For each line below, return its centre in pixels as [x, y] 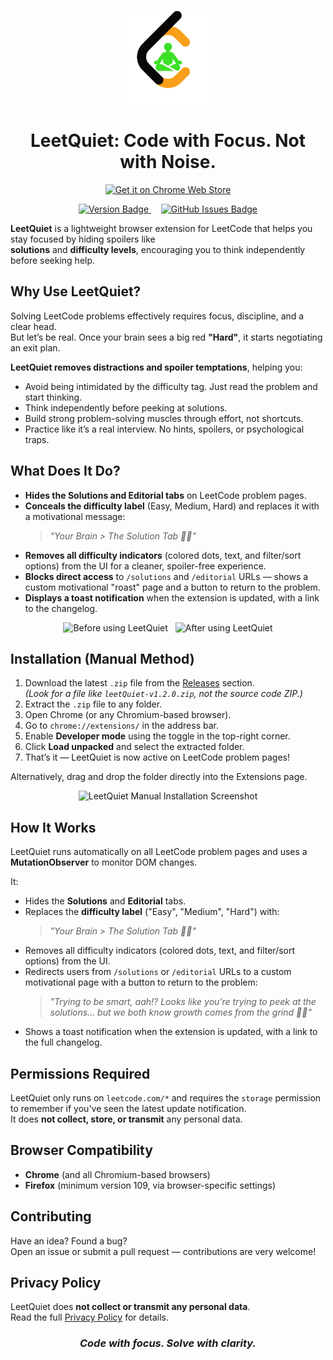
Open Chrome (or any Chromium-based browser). [128, 715]
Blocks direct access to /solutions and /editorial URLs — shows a [166, 576]
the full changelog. [63, 1042]
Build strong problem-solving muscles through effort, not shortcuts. [164, 418]
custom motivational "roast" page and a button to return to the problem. [172, 587]
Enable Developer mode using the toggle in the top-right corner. [157, 736]
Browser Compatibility [81, 1150]
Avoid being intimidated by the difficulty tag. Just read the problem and [171, 386]
